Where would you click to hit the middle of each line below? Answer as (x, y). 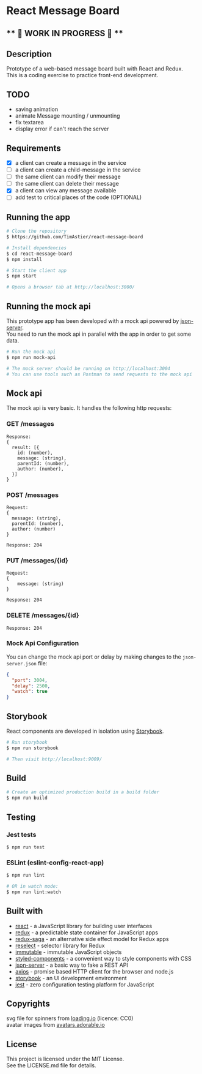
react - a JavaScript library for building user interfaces (84, 926)
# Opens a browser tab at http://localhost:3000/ (71, 287)
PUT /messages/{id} (38, 560)
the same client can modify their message (68, 177)
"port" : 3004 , (30, 680)
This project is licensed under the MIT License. (65, 1059)
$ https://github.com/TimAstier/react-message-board (75, 237)
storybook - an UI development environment (71, 978)
